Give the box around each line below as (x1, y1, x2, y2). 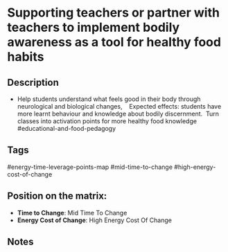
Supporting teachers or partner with (7, 5, 220, 21)
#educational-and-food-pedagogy (17, 125, 116, 132)
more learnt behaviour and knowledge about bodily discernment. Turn (17, 109, 220, 118)
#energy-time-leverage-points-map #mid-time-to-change (7, 163, 173, 171)
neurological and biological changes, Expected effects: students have (17, 102, 222, 110)
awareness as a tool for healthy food (7, 35, 222, 50)
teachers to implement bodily (7, 19, 180, 35)
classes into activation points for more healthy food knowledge (17, 117, 198, 125)
